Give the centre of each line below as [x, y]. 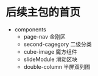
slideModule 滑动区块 [50, 59]
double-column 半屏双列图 [57, 66]
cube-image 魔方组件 [50, 51]
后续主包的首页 [43, 12]
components [30, 29]
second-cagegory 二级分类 [58, 44]
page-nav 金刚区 [45, 36]
